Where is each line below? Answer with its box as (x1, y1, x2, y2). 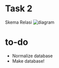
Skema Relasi (5, 19, 32, 25)
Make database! (12, 58, 45, 64)
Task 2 (5, 3, 33, 14)
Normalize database (12, 53, 53, 59)
